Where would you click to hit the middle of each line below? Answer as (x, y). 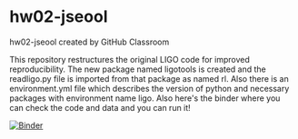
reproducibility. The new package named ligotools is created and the (138, 69)
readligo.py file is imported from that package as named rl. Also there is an (149, 78)
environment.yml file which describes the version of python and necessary (149, 88)
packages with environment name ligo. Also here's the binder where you (145, 98)
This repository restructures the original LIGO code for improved (129, 59)
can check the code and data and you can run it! (100, 107)
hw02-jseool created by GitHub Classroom (89, 42)
